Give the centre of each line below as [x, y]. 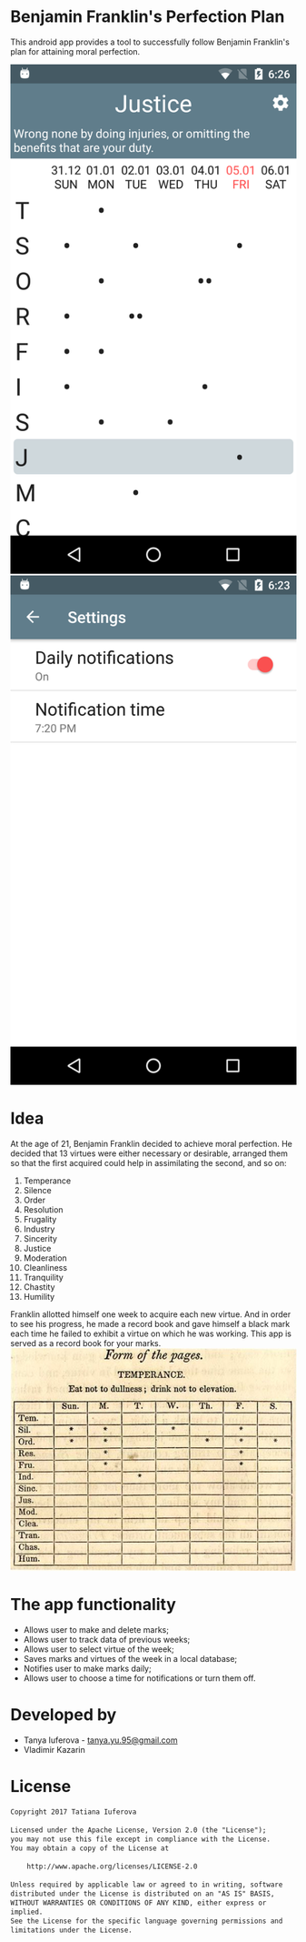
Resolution [43, 1209]
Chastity [39, 1287]
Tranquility [44, 1277]
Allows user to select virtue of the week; [99, 1649]
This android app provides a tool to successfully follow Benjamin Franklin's [150, 42]
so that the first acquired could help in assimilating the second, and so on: [148, 1162]
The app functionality [93, 1605]
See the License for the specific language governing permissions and [147, 1921]
